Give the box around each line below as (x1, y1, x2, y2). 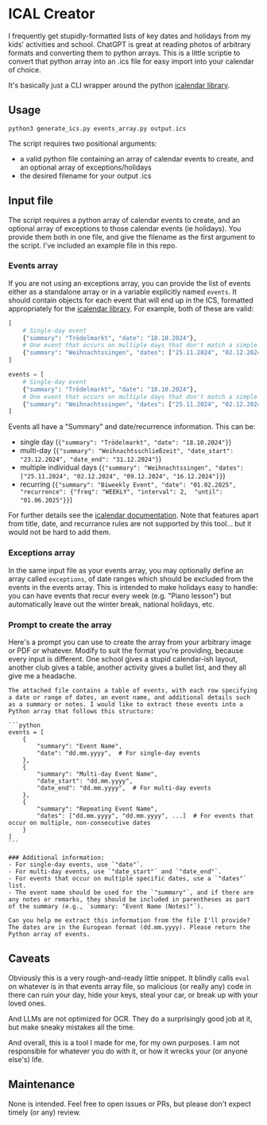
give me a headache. (8, 670, 77, 681)
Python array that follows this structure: (8, 707, 155, 715)
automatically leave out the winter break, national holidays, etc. (8, 599, 215, 609)
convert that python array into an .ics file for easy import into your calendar (8, 57, 254, 66)
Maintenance (8, 1078, 75, 1092)
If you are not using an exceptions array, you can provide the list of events (8, 278, 251, 287)
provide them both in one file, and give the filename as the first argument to (8, 232, 256, 241)
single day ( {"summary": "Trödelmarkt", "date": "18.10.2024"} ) (19, 437, 232, 447)
